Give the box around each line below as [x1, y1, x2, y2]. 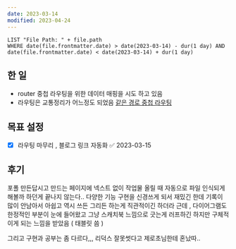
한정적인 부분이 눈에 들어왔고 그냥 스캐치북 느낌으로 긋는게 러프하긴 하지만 [7, 210, 211, 219]
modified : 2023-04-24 [7, 17, 71, 24]
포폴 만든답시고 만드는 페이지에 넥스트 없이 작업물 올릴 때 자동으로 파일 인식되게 [7, 184, 225, 192]
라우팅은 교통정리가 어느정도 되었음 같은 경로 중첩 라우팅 [17, 98, 173, 107]
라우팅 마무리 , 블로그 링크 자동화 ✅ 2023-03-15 [17, 141, 151, 150]
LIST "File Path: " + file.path [7, 36, 102, 43]
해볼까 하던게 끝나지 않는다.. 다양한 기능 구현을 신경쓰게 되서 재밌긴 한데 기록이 [7, 193, 223, 201]
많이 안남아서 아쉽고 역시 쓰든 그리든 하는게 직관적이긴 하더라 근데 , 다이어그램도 [7, 202, 228, 209]
